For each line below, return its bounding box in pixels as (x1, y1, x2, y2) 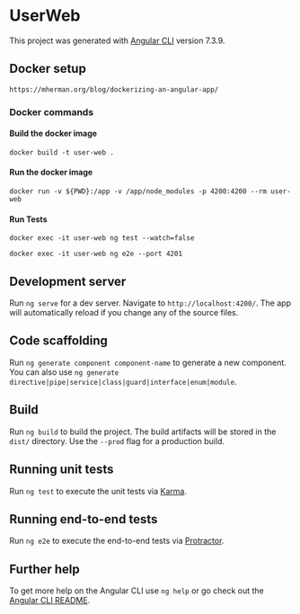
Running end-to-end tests (9, 512, 158, 527)
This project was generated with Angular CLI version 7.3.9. (9, 35, 225, 46)
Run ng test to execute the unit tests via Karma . (9, 485, 187, 496)
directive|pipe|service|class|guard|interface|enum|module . (9, 376, 237, 387)
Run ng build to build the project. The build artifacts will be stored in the (9, 426, 277, 437)
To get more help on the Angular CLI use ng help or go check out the (9, 585, 264, 596)
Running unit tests (9, 462, 114, 477)
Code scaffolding (9, 334, 108, 349)
